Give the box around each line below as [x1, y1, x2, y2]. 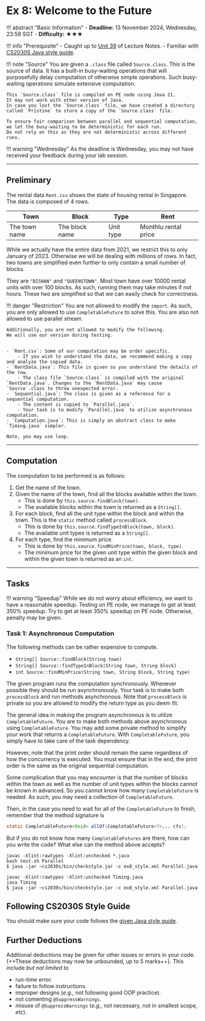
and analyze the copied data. [6, 358, 84, 365]
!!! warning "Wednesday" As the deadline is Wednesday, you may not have [6, 145, 194, 153]
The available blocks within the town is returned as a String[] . [24, 503, 182, 510]
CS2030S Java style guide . [6, 48, 75, 56]
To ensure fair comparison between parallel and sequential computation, [6, 118, 198, 124]
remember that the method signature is [6, 811, 105, 818]
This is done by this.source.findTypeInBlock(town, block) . [24, 522, 176, 530]
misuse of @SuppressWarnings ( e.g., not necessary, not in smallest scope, [15, 1002, 198, 1009]
